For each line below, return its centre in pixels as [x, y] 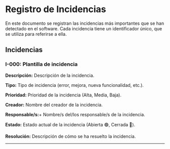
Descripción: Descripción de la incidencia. [50, 75]
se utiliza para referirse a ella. [36, 34]
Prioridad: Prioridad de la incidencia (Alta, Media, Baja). [63, 95]
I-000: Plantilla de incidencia [41, 64]
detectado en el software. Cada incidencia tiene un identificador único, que [84, 28]
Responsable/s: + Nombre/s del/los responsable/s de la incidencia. [75, 114]
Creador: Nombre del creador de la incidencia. [54, 105]
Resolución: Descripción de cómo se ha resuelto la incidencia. [71, 136]
